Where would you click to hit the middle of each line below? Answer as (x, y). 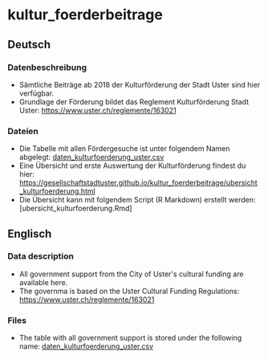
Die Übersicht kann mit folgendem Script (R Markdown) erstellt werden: (137, 200)
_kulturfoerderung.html (57, 191)
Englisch (30, 233)
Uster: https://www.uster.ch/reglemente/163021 (98, 110)
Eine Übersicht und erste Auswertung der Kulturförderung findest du (132, 165)
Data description (41, 256)
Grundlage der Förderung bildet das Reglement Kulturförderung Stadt (134, 101)
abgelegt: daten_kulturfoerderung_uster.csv (91, 157)
